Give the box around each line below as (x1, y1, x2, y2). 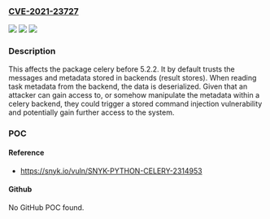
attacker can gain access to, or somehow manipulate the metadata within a (8, 90, 260, 99)
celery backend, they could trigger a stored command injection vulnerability (8, 99, 263, 108)
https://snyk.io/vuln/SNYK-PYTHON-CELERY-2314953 (20, 165, 202, 176)
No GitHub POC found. (8, 202, 85, 212)
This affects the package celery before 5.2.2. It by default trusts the (8, 64, 235, 74)
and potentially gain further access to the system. (8, 107, 175, 117)
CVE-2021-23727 (8, 6, 79, 17)
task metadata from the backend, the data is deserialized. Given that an (8, 81, 248, 91)
